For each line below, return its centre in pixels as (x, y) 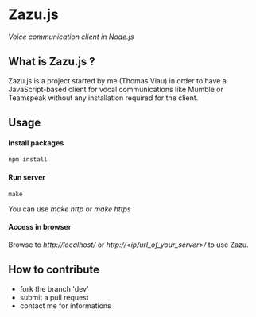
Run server (27, 177)
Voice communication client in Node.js (71, 37)
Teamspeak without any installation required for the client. (103, 98)
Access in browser (40, 227)
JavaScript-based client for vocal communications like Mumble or (116, 89)
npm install (28, 160)
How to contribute (54, 270)
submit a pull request (54, 297)
